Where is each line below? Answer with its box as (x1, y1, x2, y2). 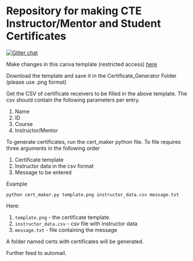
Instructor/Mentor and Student (6, 17, 162, 30)
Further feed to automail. (6, 249, 67, 256)
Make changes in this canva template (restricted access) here (6, 61, 157, 68)
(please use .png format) (6, 78, 67, 86)
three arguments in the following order (6, 144, 100, 152)
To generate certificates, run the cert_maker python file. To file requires (6, 138, 181, 145)
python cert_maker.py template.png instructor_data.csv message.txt (6, 191, 179, 197)
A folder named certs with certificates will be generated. (6, 238, 144, 245)
